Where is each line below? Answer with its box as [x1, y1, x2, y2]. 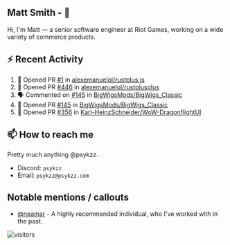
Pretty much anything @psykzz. [7, 150, 98, 159]
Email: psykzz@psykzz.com [17, 171, 89, 180]
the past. [17, 217, 43, 226]
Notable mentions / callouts [7, 191, 130, 203]
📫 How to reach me [7, 129, 94, 140]
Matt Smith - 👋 [7, 7, 71, 19]
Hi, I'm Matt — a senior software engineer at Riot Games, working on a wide [7, 25, 224, 33]
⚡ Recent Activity [7, 53, 84, 66]
